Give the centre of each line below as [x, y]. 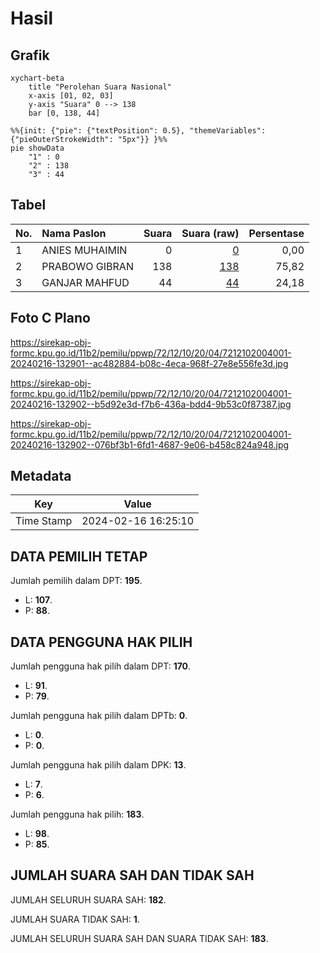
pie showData [37, 148]
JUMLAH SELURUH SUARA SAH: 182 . [88, 899]
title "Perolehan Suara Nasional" [100, 87]
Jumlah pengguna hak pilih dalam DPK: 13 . [98, 765]
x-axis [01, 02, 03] [71, 96]
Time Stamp [44, 521]
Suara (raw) [210, 233]
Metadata [41, 476]
